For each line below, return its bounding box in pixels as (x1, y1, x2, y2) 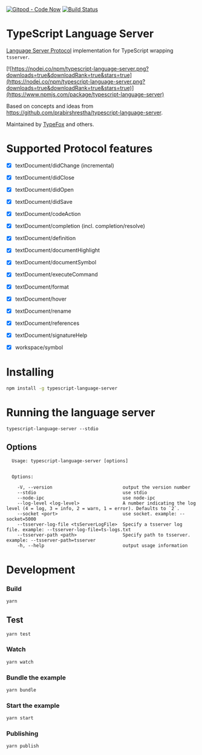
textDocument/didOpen (15, 186, 74, 193)
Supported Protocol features (6, 142, 153, 155)
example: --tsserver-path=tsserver (6, 537, 96, 544)
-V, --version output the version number (17, 485, 191, 491)
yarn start (6, 715, 34, 721)
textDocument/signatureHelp (15, 332, 88, 339)
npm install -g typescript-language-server (6, 385, 118, 391)
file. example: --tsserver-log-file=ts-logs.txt (6, 527, 131, 533)
